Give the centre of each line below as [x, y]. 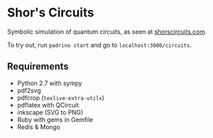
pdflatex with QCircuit [48, 105]
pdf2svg [29, 90]
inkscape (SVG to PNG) [50, 112]
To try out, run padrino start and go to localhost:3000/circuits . [100, 45]
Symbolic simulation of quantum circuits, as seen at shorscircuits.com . [107, 32]
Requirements [38, 67]
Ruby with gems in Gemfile [55, 119]
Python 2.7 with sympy [49, 83]
